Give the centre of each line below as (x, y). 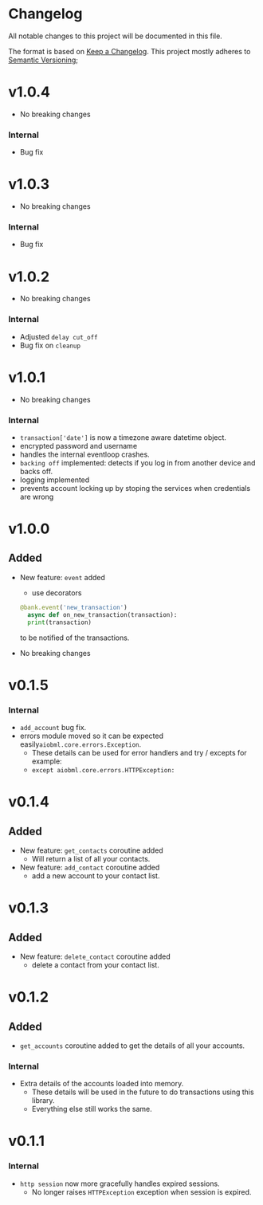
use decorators (57, 593)
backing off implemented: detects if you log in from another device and (137, 462)
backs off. (36, 471)
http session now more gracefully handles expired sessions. (120, 1183)
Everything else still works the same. (92, 1109)
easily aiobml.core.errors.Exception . (80, 744)
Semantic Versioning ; (43, 60)
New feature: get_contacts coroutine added (91, 850)
